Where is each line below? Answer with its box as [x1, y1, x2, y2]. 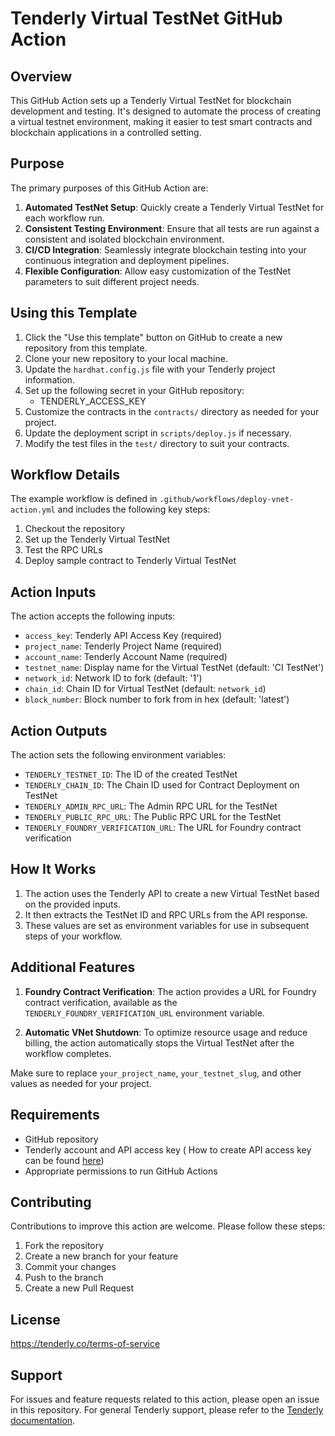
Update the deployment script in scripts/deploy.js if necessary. [24, 427, 292, 439]
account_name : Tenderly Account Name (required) [24, 651, 228, 663]
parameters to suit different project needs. [24, 275, 200, 287]
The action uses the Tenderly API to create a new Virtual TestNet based [24, 887, 320, 899]
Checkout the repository [24, 523, 126, 535]
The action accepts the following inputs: [10, 610, 176, 622]
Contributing [10, 1193, 92, 1211]
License [10, 1311, 61, 1328]
